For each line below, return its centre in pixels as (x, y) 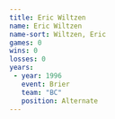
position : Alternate (60, 101)
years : (22, 68)
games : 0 (26, 42)
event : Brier (45, 84)
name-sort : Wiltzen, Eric (57, 34)
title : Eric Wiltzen (48, 17)
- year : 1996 (38, 76)
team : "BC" (42, 92)
